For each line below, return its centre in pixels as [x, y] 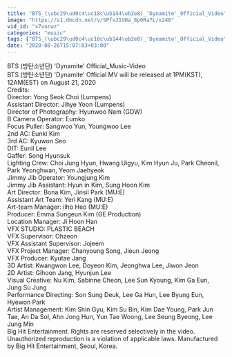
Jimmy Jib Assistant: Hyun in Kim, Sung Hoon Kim [79, 185]
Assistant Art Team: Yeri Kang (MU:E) [60, 200]
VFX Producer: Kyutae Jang [47, 258]
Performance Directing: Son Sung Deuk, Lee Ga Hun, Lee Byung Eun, [106, 295]
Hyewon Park [26, 302]
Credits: [18, 90]
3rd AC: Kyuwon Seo [37, 141]
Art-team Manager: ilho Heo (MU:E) [58, 207]
